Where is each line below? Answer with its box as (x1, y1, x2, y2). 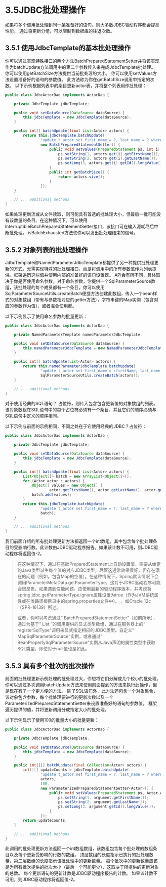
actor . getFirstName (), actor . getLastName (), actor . (49, 488, 158, 493)
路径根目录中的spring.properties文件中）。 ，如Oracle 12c (34, 598, 151, 604)
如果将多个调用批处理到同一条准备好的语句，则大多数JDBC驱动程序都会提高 (5, 22, 160, 28)
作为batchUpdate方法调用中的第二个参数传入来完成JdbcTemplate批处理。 (5, 64, 156, 70)
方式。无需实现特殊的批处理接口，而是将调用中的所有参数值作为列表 (13, 265, 152, 272)
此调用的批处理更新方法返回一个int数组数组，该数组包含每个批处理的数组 (5, 845, 153, 851)
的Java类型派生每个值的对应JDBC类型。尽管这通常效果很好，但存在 (17, 567, 156, 573)
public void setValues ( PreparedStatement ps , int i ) (49, 147, 161, 152)
